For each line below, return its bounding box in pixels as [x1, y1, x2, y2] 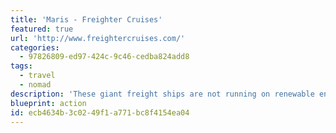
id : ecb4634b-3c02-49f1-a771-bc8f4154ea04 [10, 107, 190, 118]
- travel [19, 71, 56, 81]
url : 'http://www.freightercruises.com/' [10, 33, 186, 43]
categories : [10, 42, 60, 53]
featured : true [10, 24, 74, 34]
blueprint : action [10, 98, 87, 108]
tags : [10, 61, 33, 71]
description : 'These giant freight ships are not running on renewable [10, 89, 315, 99]
